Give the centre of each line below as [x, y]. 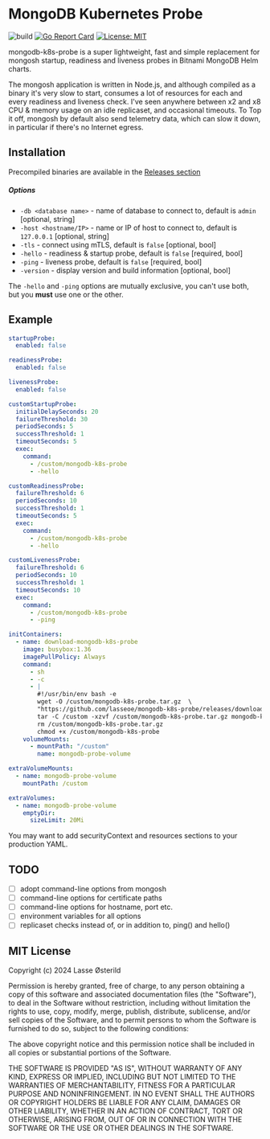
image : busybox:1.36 [57, 649]
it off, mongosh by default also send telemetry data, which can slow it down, [135, 118]
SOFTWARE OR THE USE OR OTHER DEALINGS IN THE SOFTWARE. [121, 1128]
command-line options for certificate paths [91, 898]
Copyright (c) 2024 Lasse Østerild [65, 970]
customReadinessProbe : [46, 486]
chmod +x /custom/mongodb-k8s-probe [98, 731]
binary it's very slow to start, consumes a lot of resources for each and [125, 92]
